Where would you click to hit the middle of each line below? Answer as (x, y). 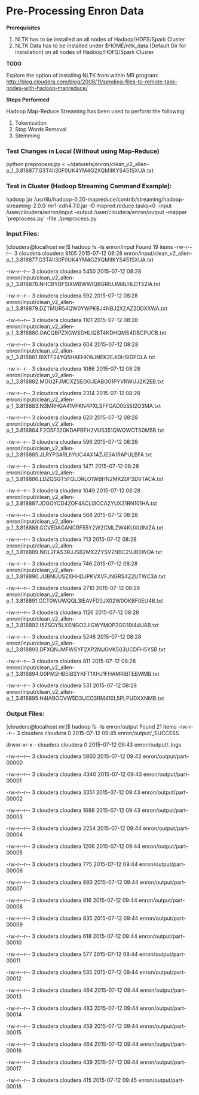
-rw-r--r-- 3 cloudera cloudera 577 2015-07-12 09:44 (72, 954)
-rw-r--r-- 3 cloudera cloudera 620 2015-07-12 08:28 (72, 417)
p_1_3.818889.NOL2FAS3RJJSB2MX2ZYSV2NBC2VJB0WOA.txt (84, 552)
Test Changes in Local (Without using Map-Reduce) (83, 151)
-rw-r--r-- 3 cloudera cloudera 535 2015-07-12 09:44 (72, 972)
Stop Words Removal (41, 129)
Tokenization (30, 123)
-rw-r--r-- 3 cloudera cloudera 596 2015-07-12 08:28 (72, 441)
